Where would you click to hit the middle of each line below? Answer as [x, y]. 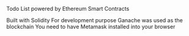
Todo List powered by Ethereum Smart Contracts [68, 9]
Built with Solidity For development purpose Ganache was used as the [95, 20]
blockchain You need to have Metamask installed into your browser [91, 27]
